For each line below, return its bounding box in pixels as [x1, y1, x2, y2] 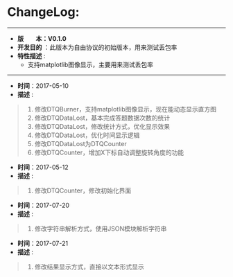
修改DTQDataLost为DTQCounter [34, 139, 127, 148]
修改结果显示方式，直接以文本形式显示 [34, 262, 144, 271]
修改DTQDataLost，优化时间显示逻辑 [34, 131, 140, 139]
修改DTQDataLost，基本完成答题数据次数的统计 [34, 114, 171, 122]
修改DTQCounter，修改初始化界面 [34, 186, 132, 195]
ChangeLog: [7, 4, 80, 20]
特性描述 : [17, 51, 46, 60]
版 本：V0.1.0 [17, 34, 67, 42]
